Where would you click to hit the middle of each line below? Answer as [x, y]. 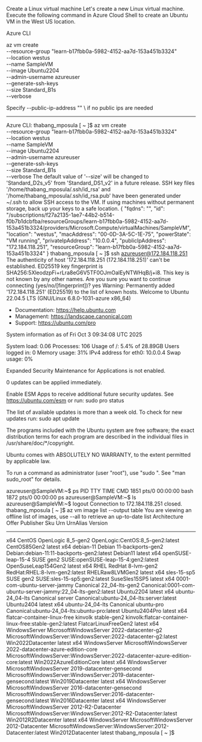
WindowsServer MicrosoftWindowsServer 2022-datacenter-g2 [84, 630]
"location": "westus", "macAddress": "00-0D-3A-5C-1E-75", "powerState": [99, 234]
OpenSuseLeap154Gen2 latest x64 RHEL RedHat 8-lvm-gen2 [82, 566]
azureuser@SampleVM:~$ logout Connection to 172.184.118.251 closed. [94, 504]
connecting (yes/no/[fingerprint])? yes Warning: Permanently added [90, 285]
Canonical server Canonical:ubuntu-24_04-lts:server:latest [104, 598]
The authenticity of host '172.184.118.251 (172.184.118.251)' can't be [88, 260]
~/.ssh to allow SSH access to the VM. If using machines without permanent [100, 202]
